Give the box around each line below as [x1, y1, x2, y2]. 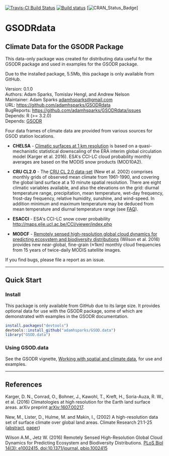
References [5, 381, 42, 389]
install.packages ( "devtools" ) [5, 323, 69, 328]
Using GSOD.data [5, 344, 49, 351]
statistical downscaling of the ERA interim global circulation [39, 148, 162, 154]
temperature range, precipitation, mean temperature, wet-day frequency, [12, 190, 164, 196]
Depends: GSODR [5, 118, 42, 124]
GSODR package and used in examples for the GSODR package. [5, 61, 139, 67]
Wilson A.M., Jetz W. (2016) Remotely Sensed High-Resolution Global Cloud [5, 434, 162, 440]
